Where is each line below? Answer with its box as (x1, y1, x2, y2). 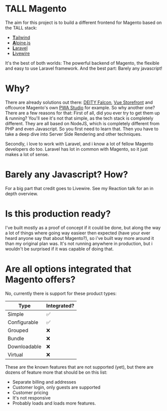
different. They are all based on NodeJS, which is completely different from (5, 120, 160, 126)
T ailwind (12, 34, 30, 40)
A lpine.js (12, 39, 31, 45)
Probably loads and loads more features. (12, 400, 96, 406)
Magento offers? (5, 274, 76, 285)
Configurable (7, 319, 38, 326)
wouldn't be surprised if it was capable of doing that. (5, 245, 114, 252)
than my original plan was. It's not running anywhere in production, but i (5, 240, 153, 246)
